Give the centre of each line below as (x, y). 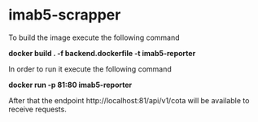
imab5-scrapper (65, 15)
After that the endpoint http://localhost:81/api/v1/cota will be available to (129, 100)
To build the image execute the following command (94, 37)
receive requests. (37, 109)
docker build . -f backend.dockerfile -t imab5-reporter (102, 53)
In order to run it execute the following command (90, 69)
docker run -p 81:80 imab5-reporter (70, 85)
